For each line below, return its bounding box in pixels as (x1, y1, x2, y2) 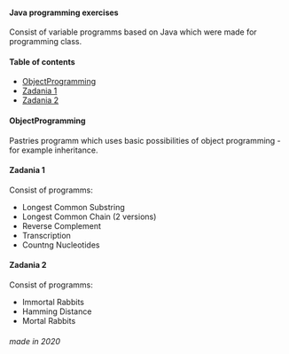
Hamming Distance (21, 306, 92, 317)
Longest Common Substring (21, 201, 126, 212)
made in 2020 (9, 335, 60, 346)
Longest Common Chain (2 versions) (21, 211, 157, 222)
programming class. (9, 36, 82, 47)
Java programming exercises (9, 7, 119, 18)
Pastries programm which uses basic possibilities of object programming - (9, 135, 281, 146)
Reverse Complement (21, 220, 102, 231)
